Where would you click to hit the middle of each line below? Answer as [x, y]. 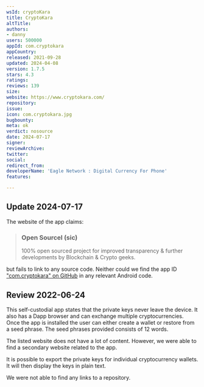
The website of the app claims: [45, 221]
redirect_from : [26, 166]
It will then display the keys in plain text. [56, 366]
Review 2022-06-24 [46, 295]
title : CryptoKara [30, 18]
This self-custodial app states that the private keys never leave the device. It [102, 309]
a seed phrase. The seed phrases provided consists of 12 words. [87, 329]
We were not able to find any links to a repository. [69, 377]
